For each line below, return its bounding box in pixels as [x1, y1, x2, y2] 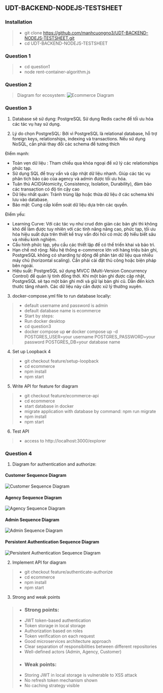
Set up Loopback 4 [12, 348, 51, 354]
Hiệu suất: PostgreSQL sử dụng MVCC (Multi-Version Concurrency [12, 268, 147, 274]
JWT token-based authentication [24, 617, 92, 623]
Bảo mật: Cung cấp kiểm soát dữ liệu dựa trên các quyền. [12, 201, 128, 208]
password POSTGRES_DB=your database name [24, 339, 120, 345]
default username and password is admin [24, 302, 108, 308]
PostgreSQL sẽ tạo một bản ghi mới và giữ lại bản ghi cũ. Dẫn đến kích [12, 278, 155, 284]
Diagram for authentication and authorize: [12, 461, 96, 467]
